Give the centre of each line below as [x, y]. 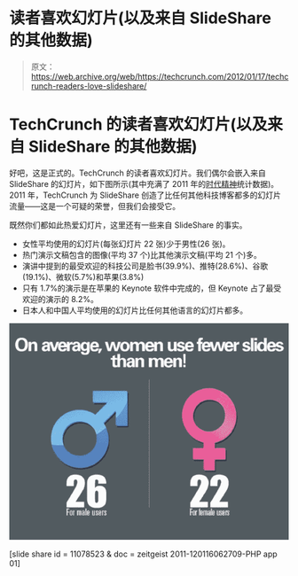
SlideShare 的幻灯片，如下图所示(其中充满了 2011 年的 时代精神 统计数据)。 [144, 183]
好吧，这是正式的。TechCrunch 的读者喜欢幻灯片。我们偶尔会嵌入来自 [137, 173]
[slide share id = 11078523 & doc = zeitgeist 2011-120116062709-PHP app [143, 554]
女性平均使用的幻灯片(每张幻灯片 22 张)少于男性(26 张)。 [126, 244]
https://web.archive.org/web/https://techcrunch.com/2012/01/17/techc [160, 76]
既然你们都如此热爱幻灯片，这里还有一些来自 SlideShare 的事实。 [128, 225]
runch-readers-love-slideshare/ [89, 86]
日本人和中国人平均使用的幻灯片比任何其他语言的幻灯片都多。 [135, 310]
